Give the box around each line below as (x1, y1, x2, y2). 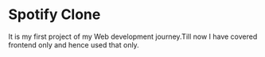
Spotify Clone (8, 6, 101, 24)
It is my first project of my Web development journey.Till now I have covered (8, 32, 258, 41)
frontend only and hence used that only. (8, 40, 139, 49)
